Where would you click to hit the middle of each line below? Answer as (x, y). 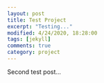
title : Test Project (37, 20)
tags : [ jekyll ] (29, 39)
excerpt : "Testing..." (40, 26)
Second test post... (34, 72)
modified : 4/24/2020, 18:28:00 (52, 33)
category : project (34, 53)
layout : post (26, 13)
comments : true (29, 46)
